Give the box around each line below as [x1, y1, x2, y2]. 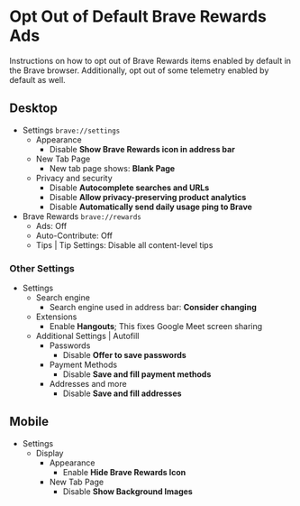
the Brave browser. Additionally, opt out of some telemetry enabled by [9, 65, 269, 76]
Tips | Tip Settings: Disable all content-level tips [35, 239, 214, 250]
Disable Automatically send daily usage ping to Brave [49, 201, 252, 212]
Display [35, 447, 64, 458]
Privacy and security [35, 172, 113, 183]
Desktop [9, 101, 59, 116]
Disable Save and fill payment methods [62, 369, 212, 380]
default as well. [9, 74, 66, 85]
